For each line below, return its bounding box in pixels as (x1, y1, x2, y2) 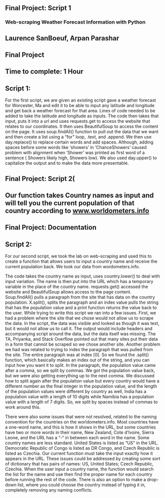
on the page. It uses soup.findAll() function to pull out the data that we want (5, 129, 159, 135)
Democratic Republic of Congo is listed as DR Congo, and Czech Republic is (5, 445, 160, 451)
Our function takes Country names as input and (5, 191, 154, 200)
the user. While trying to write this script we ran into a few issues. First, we (5, 310, 156, 316)
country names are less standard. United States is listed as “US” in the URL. (5, 440, 159, 446)
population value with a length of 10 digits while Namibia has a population (5, 394, 154, 400)
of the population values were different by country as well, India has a (5, 389, 147, 394)
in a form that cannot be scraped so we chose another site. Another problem (5, 341, 161, 347)
